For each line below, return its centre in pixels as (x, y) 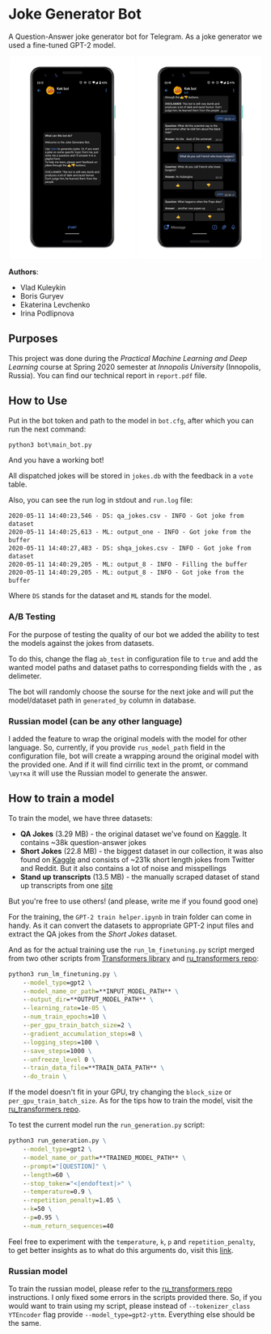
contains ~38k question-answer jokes (83, 842)
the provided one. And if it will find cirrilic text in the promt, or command (128, 765)
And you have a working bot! (56, 460)
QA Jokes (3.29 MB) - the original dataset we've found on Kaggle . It (133, 834)
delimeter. (25, 676)
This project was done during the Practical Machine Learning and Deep (128, 358)
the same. (25, 1323)
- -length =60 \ (47, 1175)
